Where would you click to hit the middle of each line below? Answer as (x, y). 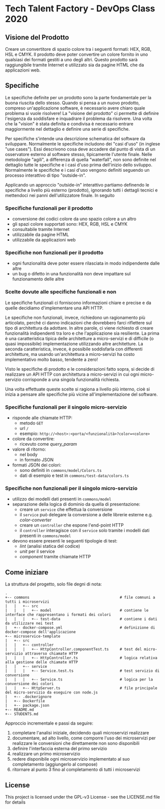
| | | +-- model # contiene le (77, 611)
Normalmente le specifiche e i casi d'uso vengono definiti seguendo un (77, 170)
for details (15, 802)
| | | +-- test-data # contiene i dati (81, 619)
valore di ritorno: (29, 449)
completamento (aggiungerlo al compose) (55, 764)
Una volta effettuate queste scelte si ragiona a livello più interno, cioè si (78, 389)
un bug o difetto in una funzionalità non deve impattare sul (71, 274)
